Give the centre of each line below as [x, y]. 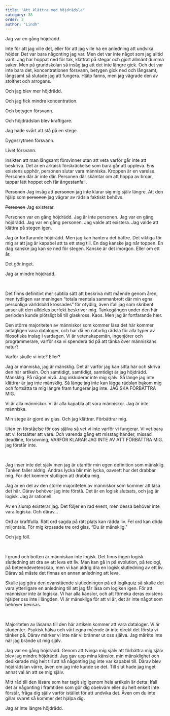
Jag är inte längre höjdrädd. [34, 708]
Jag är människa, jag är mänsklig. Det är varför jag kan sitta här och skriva [83, 367]
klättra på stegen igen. [29, 228]
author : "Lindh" [22, 24]
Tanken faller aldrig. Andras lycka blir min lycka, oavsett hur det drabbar [81, 471]
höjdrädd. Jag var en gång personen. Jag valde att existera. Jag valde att [82, 223]
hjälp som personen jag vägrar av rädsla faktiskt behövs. [64, 197]
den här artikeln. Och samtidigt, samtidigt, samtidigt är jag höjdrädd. [76, 372]
